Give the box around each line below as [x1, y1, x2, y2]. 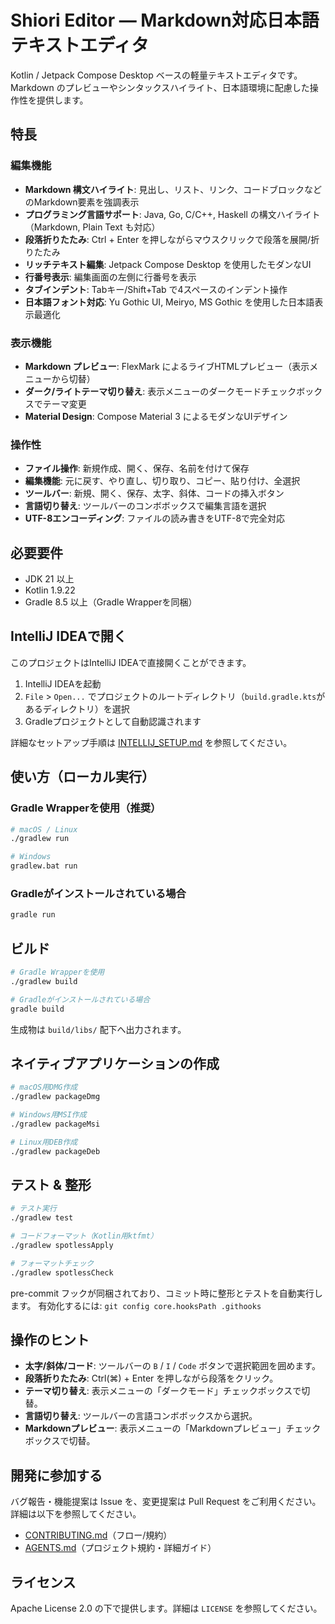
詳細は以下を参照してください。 [10, 1508, 142, 1520]
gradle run [10, 910, 56, 920]
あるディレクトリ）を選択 [24, 702, 130, 715]
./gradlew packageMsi [10, 1119, 101, 1129]
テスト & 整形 [10, 1176, 92, 1193]
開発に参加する [10, 1467, 103, 1484]
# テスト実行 [10, 1204, 57, 1214]
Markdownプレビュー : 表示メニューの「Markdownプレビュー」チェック [24, 1422, 322, 1435]
